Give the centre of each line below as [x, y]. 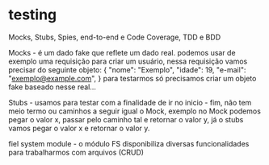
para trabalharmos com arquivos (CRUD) [76, 152]
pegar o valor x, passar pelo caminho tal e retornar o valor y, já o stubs [126, 119]
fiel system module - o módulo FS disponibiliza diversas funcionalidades [129, 143]
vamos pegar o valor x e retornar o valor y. [79, 128]
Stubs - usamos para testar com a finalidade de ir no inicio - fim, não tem [130, 102]
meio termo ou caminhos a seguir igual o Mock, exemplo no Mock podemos [134, 111]
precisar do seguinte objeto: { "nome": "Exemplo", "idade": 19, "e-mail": [127, 69]
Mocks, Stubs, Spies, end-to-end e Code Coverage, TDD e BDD [114, 37]
